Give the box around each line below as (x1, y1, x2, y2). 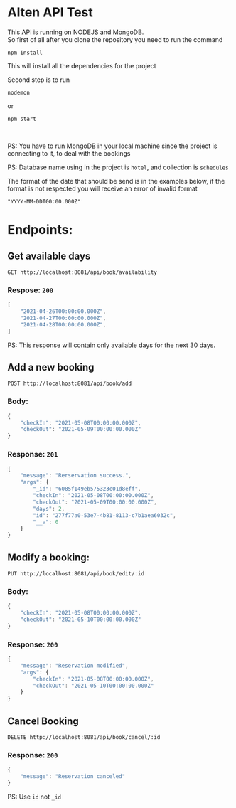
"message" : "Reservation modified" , (20, 662, 129, 669)
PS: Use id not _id (7, 792, 62, 801)
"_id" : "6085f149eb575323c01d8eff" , (33, 485, 141, 493)
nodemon (7, 89, 31, 96)
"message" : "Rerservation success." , (20, 472, 132, 479)
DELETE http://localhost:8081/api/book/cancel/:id (7, 733, 161, 740)
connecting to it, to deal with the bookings (7, 149, 131, 157)
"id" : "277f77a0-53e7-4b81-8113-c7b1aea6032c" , (33, 511, 176, 519)
